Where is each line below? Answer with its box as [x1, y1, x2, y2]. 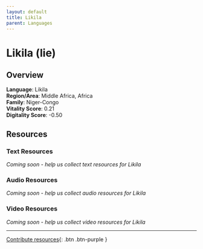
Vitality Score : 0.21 [6, 105, 54, 112]
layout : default [6, 8, 47, 15]
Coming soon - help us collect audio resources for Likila [6, 189, 146, 197]
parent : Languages [6, 20, 53, 26]
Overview [6, 70, 44, 80]
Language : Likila [6, 86, 48, 93]
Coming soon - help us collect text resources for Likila [6, 161, 141, 168]
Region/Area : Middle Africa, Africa [6, 92, 93, 99]
